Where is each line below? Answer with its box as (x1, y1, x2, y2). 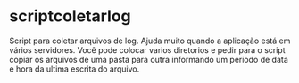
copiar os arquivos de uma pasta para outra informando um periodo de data (9, 54, 288, 64)
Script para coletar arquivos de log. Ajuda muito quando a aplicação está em (9, 35, 291, 46)
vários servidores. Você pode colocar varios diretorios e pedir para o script (9, 44, 286, 55)
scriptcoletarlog (9, 6, 131, 26)
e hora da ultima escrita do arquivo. (9, 64, 140, 74)
